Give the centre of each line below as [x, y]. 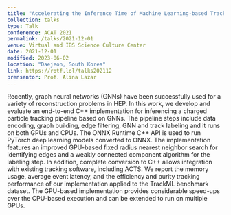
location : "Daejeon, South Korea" [57, 64]
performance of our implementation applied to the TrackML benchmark [108, 184]
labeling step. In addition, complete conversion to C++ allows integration [110, 162]
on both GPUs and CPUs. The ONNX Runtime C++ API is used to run [104, 133]
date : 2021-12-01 [32, 52]
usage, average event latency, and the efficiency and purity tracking [103, 177]
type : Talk [23, 26]
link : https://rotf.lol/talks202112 [59, 71]
